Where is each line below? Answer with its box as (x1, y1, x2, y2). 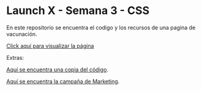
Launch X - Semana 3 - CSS (6, 4, 150, 18)
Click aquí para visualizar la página (6, 42, 94, 49)
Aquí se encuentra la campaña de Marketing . (6, 78, 120, 85)
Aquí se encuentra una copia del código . (6, 65, 109, 73)
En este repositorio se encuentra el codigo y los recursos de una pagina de (6, 24, 196, 31)
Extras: (6, 54, 24, 61)
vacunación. (6, 30, 38, 37)
